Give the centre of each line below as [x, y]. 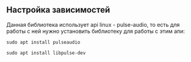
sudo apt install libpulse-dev [46, 53]
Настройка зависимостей [58, 10]
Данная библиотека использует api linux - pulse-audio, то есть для [93, 24]
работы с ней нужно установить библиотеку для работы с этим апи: [95, 31]
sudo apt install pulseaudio [43, 42]
